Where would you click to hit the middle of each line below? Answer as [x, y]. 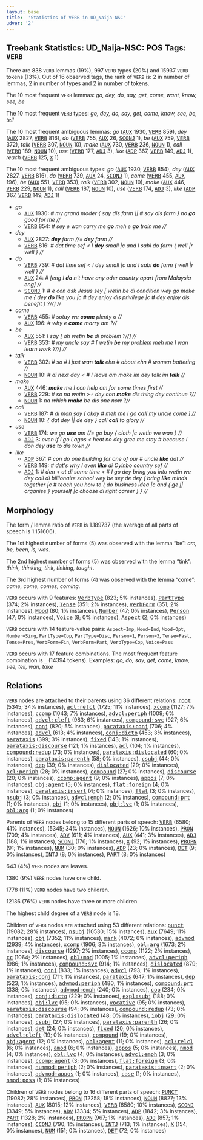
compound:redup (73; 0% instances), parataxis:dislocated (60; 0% [98, 752]
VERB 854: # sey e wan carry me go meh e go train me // [95, 226]
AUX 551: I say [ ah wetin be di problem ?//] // [80, 336]
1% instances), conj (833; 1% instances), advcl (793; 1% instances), [93, 970]
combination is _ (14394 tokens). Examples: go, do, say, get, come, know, [98, 660]
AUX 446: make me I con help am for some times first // [93, 388]
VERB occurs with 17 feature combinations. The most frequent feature [92, 654]
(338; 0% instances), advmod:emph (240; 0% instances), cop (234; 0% [96, 989]
